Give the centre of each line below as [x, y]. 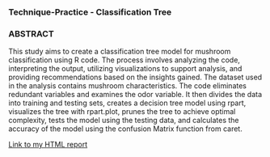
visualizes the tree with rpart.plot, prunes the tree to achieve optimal [122, 112]
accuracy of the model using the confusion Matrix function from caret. [125, 129]
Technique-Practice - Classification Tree [90, 12]
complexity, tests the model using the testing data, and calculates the [124, 121]
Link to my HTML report [48, 145]
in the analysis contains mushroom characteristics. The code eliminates [127, 86]
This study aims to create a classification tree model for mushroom [120, 52]
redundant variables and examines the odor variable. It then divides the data [135, 95]
